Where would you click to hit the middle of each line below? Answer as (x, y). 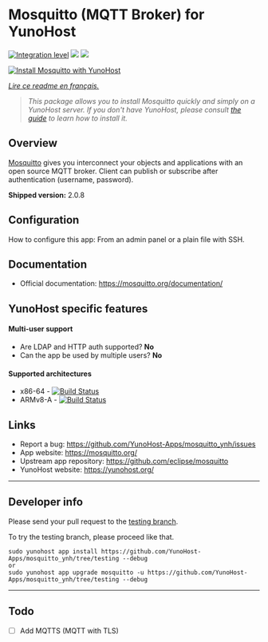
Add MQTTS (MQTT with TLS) (69, 630)
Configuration (44, 220)
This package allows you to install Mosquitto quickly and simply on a (141, 101)
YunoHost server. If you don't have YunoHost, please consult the (134, 109)
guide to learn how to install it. (77, 118)
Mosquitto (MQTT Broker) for (106, 15)
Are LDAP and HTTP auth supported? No (87, 347)
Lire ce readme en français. (54, 85)
